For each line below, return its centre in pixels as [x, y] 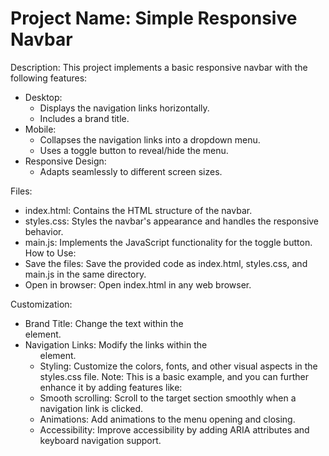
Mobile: [40, 129]
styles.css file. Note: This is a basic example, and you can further [174, 376]
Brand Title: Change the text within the [104, 323]
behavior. [44, 231]
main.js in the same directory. [85, 274]
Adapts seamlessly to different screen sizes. [131, 171]
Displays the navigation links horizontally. [124, 108]
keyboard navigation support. [100, 440]
